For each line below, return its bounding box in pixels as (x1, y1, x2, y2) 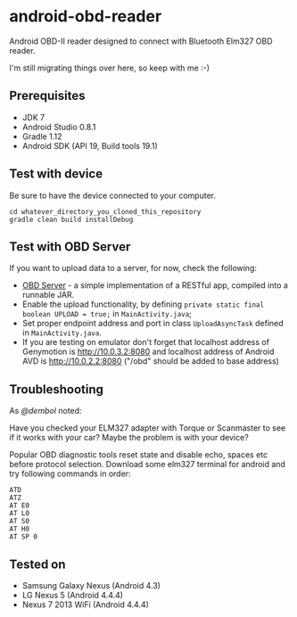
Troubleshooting (9, 382, 104, 397)
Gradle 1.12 (21, 131, 62, 142)
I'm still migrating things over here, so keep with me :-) (9, 62, 210, 73)
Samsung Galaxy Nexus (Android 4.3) (21, 580, 161, 590)
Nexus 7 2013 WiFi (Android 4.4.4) (21, 599, 150, 610)
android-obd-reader (9, 6, 162, 27)
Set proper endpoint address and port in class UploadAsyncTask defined (21, 318, 284, 329)
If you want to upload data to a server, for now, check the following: (9, 263, 257, 274)
